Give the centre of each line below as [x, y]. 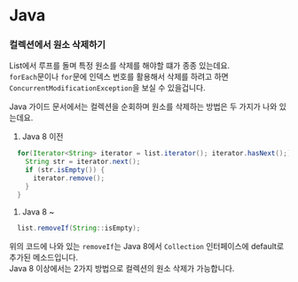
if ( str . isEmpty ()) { [65, 170]
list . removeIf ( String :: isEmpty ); [79, 228]
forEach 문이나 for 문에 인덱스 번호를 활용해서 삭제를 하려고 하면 [119, 77]
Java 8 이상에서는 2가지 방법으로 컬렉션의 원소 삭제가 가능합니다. [122, 268]
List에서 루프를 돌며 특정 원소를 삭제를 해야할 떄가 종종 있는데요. [120, 66]
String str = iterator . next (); [83, 162]
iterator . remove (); [68, 178]
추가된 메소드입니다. [43, 257]
